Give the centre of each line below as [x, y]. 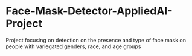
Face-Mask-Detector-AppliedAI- [89, 11]
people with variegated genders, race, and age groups [73, 46]
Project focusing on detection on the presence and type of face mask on [96, 40]
